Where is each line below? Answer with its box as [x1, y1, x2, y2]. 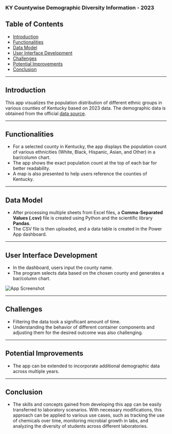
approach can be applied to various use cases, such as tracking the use [12, 412, 165, 419]
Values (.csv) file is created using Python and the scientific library [12, 215, 153, 221]
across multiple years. [12, 368, 60, 374]
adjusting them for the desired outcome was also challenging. [12, 329, 143, 336]
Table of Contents [5, 20, 64, 29]
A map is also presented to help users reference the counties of [12, 171, 147, 177]
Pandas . [12, 220, 31, 226]
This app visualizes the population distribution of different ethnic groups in [5, 99, 162, 106]
